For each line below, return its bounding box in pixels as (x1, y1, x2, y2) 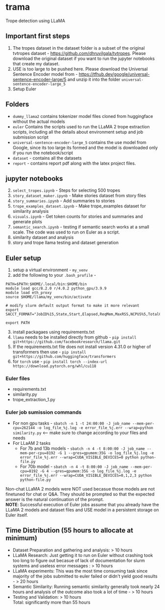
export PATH (5, 320, 30, 325)
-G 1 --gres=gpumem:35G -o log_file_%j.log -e (57, 450, 154, 456)
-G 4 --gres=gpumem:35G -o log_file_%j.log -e (40, 468, 137, 473)
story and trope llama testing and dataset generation (12, 240, 119, 246)
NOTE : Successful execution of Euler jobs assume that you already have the (5, 501, 159, 507)
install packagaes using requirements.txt (12, 329, 95, 335)
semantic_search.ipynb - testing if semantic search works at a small (12, 224, 149, 230)
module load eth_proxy (5, 290, 52, 295)
